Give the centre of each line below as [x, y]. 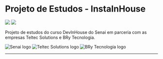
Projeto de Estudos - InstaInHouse [75, 9]
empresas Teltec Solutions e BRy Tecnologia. [50, 37]
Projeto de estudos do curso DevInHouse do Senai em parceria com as [76, 32]
